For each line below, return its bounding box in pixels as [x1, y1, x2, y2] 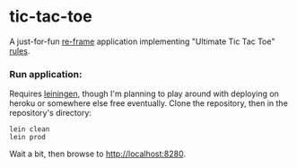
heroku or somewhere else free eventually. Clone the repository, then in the [9, 98, 289, 109]
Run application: [9, 67, 83, 80]
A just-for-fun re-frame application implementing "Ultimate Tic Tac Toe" [9, 36, 275, 47]
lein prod [9, 133, 47, 142]
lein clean [9, 125, 50, 134]
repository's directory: [9, 108, 92, 119]
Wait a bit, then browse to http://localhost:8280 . [9, 148, 187, 159]
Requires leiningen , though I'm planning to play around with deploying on [9, 88, 280, 100]
